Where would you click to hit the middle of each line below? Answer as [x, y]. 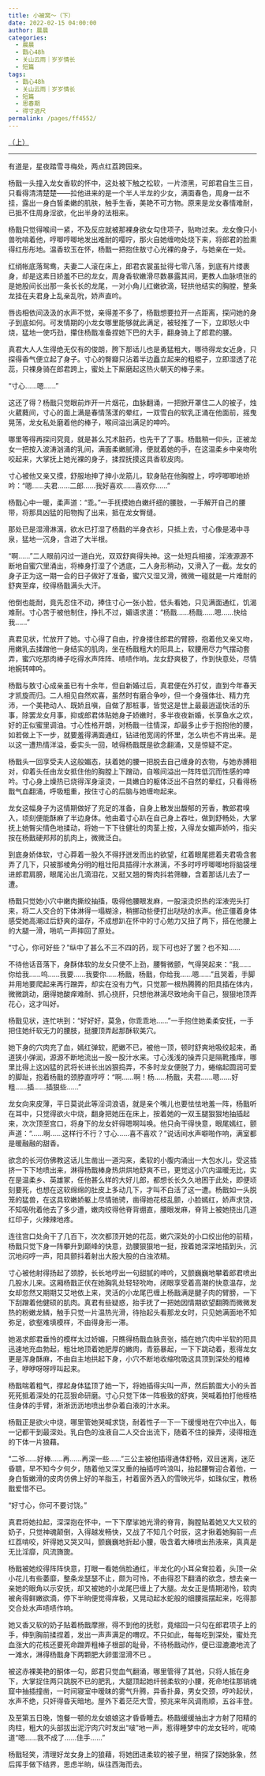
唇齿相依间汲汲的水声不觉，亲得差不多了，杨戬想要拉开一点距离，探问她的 [129, 312]
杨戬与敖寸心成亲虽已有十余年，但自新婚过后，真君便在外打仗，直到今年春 [129, 685]
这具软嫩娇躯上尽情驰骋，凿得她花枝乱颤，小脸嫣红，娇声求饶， [153, 1199]
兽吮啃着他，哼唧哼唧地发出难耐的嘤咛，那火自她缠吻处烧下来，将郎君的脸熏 [132, 239]
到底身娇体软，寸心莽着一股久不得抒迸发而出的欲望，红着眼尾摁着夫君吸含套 [132, 854]
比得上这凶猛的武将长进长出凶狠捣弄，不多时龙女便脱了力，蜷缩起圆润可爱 [136, 1067]
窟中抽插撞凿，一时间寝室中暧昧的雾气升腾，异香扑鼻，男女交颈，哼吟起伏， [132, 1691]
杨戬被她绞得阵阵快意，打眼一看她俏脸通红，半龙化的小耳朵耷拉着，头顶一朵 [132, 1568]
